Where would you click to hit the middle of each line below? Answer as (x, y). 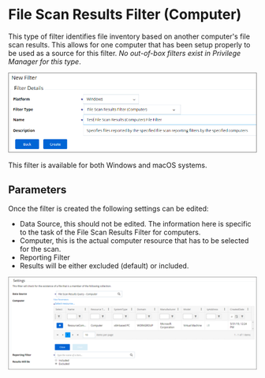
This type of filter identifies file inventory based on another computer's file (129, 36)
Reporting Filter (45, 257)
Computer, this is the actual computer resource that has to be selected (134, 241)
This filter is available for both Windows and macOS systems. (108, 165)
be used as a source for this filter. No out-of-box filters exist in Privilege (125, 53)
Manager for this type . (45, 62)
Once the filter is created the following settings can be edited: (108, 209)
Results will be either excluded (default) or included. (104, 266)
